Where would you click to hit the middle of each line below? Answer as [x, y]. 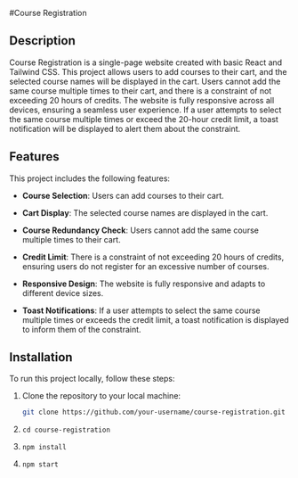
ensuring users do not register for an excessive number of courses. [145, 266]
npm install [44, 448]
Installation [41, 357]
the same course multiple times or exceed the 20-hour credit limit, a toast [144, 119]
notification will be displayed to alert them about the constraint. [125, 128]
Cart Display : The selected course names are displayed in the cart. [145, 212]
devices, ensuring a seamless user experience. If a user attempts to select [145, 110]
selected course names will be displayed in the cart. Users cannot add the [145, 81]
